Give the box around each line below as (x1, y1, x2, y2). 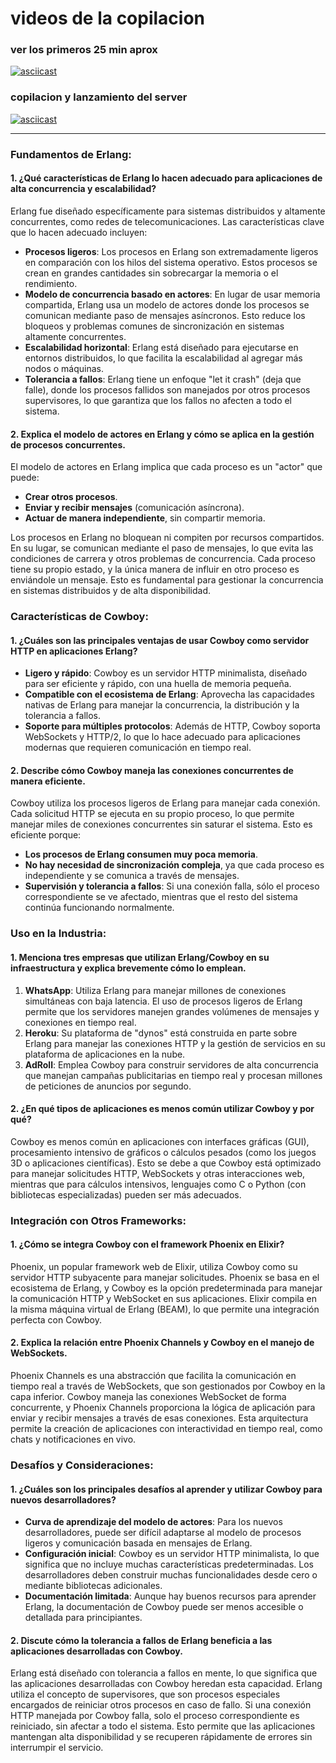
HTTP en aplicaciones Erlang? (10, 645, 138, 657)
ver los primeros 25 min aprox (10, 43, 158, 57)
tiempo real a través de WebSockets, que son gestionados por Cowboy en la (10, 1380, 326, 1392)
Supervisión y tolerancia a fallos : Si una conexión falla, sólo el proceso (24, 880, 320, 892)
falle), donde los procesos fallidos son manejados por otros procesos (24, 383, 311, 396)
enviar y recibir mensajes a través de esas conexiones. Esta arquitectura (10, 1412, 309, 1424)
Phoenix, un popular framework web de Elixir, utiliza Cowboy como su (10, 1260, 298, 1272)
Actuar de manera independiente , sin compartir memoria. (24, 512, 266, 524)
